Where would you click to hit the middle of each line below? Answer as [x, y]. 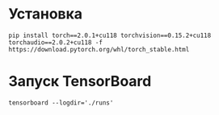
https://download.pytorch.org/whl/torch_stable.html [99, 49]
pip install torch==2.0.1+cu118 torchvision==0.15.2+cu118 [110, 35]
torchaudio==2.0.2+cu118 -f [56, 42]
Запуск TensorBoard [80, 82]
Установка [46, 14]
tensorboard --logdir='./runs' [61, 103]
